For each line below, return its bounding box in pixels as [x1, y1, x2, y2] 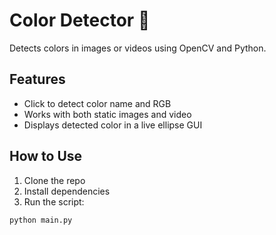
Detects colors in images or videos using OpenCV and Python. [9, 42, 267, 54]
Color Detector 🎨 [9, 9, 151, 32]
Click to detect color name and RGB [23, 97, 172, 109]
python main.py [9, 215, 73, 225]
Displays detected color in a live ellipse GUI [23, 119, 203, 131]
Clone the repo [23, 174, 86, 186]
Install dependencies [23, 185, 111, 197]
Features [9, 71, 66, 88]
